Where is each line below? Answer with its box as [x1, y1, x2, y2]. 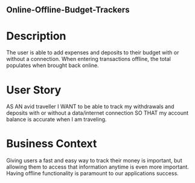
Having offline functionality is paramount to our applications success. [6, 170, 179, 177]
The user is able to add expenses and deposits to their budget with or [6, 49, 179, 56]
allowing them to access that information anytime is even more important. [6, 163, 189, 171]
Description [6, 29, 66, 43]
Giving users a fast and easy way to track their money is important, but [6, 157, 182, 164]
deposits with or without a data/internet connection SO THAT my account [6, 109, 189, 117]
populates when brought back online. [6, 62, 99, 69]
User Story [6, 83, 62, 97]
